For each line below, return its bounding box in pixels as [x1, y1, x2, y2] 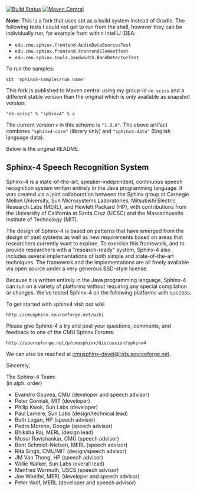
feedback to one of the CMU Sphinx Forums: [6, 328, 115, 335]
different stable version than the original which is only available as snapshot [6, 93, 191, 100]
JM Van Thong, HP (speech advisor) [14, 454, 103, 461]
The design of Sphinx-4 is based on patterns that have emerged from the [6, 227, 184, 234]
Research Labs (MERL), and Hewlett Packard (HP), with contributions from [6, 203, 187, 210]
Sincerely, [6, 361, 31, 369]
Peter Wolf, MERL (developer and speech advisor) [14, 479, 136, 486]
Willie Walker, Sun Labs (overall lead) [14, 460, 105, 467]
